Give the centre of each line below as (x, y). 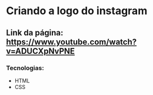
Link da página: (35, 33)
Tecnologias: (25, 68)
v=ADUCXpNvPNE (41, 51)
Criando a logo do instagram (77, 11)
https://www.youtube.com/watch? (71, 42)
